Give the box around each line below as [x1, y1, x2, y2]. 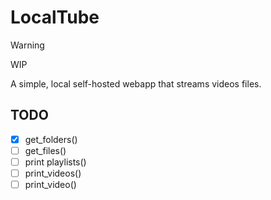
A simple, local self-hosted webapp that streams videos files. [10, 77, 262, 90]
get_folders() [24, 133, 78, 145]
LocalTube [10, 6, 100, 29]
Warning [10, 39, 45, 51]
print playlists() [24, 156, 87, 168]
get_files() [24, 144, 67, 156]
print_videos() [24, 167, 82, 179]
